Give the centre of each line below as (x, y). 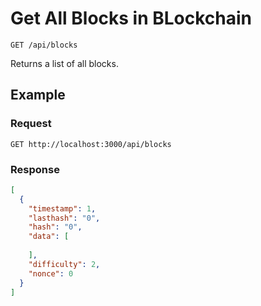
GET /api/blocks (44, 45)
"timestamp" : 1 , (62, 208)
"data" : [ (49, 237)
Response (35, 169)
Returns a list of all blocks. (64, 63)
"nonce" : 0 (51, 273)
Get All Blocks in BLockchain (131, 18)
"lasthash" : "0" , (64, 218)
